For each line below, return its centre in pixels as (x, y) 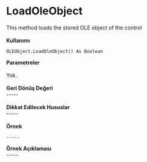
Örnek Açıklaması (29, 148)
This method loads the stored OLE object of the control (74, 28)
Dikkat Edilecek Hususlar (38, 107)
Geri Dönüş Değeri (30, 88)
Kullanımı (18, 40)
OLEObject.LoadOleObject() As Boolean (55, 51)
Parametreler (23, 62)
